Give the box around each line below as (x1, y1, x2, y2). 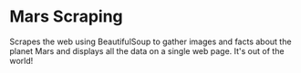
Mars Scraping (9, 6, 123, 27)
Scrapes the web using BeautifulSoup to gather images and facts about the (9, 36, 292, 47)
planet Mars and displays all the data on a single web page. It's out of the (9, 45, 285, 56)
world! (9, 55, 34, 66)
